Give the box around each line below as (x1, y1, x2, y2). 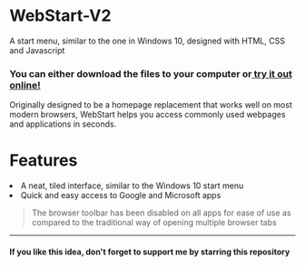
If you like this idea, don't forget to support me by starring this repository (9, 246, 290, 257)
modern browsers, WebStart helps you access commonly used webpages (9, 109, 286, 120)
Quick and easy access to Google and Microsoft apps (21, 190, 221, 201)
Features (9, 150, 78, 171)
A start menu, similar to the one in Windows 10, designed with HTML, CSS (9, 35, 286, 46)
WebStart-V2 (9, 5, 112, 26)
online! (9, 79, 41, 91)
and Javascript (9, 44, 65, 55)
